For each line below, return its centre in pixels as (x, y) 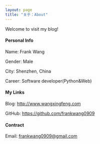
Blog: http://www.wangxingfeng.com (43, 103)
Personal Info (19, 40)
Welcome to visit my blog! (32, 29)
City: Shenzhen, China (28, 71)
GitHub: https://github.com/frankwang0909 (50, 113)
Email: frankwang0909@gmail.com (41, 136)
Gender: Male (19, 61)
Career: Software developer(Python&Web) (48, 81)
